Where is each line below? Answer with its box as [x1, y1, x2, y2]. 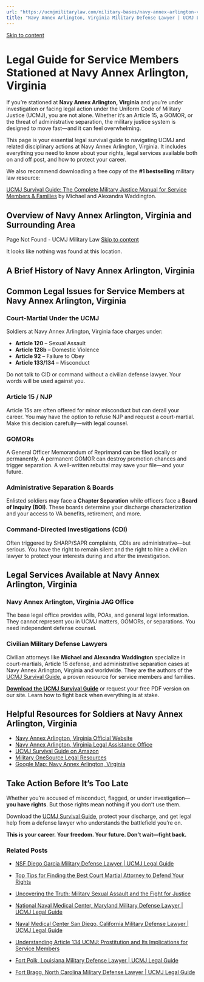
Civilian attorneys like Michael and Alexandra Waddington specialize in [6, 653, 186, 661]
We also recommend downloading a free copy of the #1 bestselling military [6, 168, 195, 175]
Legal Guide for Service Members [6, 52, 179, 66]
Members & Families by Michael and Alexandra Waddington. [6, 193, 157, 200]
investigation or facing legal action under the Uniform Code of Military [6, 105, 181, 113]
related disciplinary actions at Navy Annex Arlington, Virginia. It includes [6, 143, 187, 150]
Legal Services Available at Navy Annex [6, 570, 160, 580]
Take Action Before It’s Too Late [6, 778, 129, 789]
